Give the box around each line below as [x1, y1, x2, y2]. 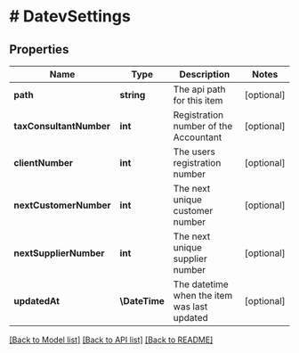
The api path [173, 83, 226, 95]
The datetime [173, 278, 229, 291]
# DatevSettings [9, 6, 131, 27]
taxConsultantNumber [13, 120, 111, 132]
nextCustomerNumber [13, 199, 111, 211]
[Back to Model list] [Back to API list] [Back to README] [9, 334, 214, 345]
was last [173, 300, 208, 313]
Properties [9, 42, 69, 57]
